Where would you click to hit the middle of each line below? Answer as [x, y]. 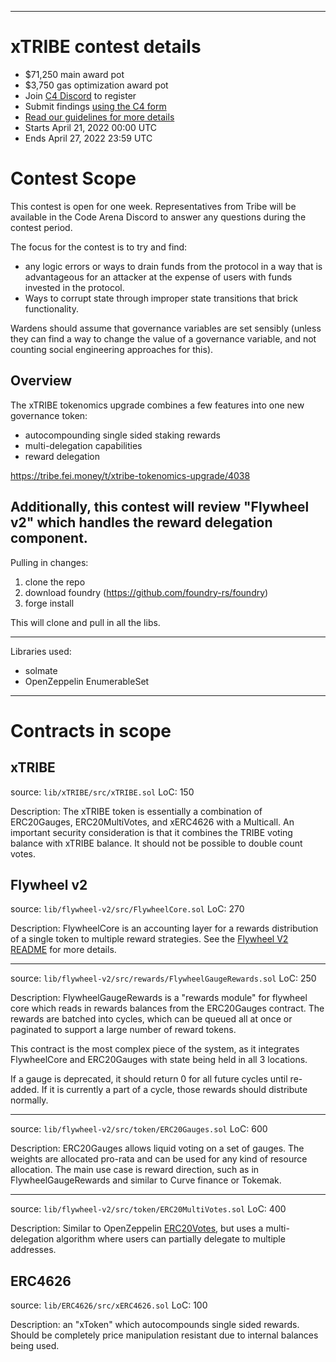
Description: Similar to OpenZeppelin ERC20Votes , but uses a [137, 1228]
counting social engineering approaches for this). [112, 349]
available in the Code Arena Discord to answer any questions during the [158, 217]
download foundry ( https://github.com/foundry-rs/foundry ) [146, 592]
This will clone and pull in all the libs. [85, 622]
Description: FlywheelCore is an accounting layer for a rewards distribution [164, 928]
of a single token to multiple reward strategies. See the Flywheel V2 [149, 939]
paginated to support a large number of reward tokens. [123, 1030]
